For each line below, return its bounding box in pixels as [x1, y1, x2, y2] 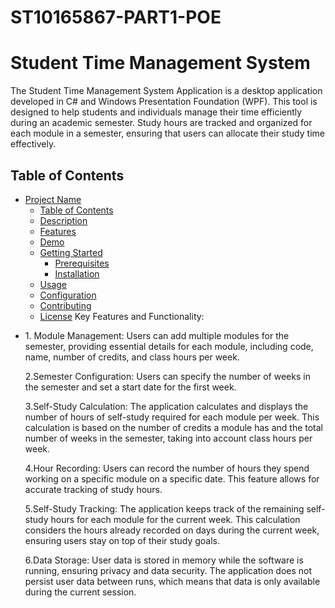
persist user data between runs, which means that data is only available [24, 575, 321, 587]
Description [39, 214, 88, 226]
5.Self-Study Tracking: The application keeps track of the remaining [24, 502, 305, 515]
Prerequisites [54, 257, 110, 269]
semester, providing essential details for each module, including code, [24, 340, 314, 352]
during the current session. [24, 586, 137, 598]
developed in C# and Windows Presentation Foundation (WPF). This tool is [10, 96, 318, 108]
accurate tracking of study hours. [24, 483, 163, 495]
